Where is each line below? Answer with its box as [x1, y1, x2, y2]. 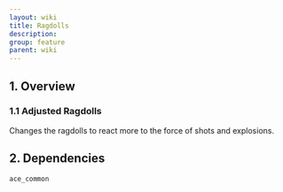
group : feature [9, 37, 66, 47]
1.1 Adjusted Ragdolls [9, 105, 102, 118]
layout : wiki [9, 12, 58, 22]
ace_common [9, 174, 50, 183]
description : [9, 29, 58, 38]
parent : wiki [9, 46, 58, 55]
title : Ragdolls [9, 21, 69, 30]
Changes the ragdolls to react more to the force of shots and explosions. [9, 125, 275, 135]
